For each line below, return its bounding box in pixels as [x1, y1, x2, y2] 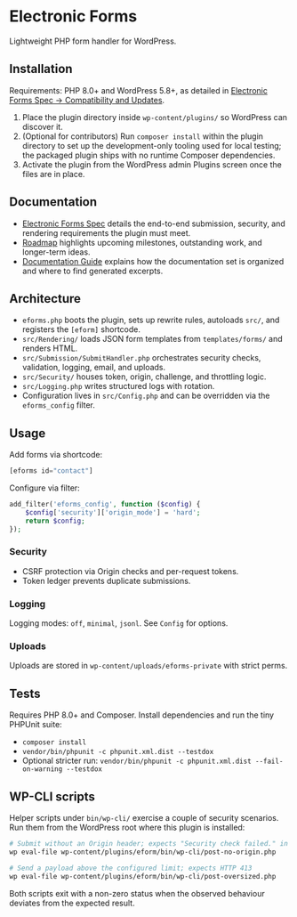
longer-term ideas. [21, 247, 91, 257]
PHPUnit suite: [9, 719, 62, 730]
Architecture [9, 291, 82, 306]
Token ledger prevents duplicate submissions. [21, 575, 191, 586]
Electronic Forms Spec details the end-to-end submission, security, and [21, 218, 286, 229]
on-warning [21, 765, 63, 774]
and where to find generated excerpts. [21, 265, 164, 276]
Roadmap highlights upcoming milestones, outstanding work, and [21, 237, 262, 248]
